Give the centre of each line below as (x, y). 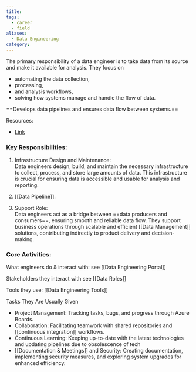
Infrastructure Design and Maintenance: (63, 160)
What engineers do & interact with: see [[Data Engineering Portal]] (86, 267)
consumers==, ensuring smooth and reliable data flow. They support (97, 220)
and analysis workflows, (44, 91)
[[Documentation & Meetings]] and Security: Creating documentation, (99, 351)
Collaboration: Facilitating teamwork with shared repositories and (93, 325)
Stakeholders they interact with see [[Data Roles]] (66, 279)
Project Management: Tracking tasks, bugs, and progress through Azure (102, 313)
